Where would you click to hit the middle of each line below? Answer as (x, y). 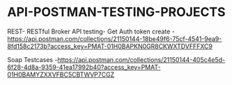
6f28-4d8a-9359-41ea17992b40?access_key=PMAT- (84, 67)
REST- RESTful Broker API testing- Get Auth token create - (91, 31)
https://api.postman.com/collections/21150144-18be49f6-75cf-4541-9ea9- (115, 38)
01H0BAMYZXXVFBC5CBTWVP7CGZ (61, 75)
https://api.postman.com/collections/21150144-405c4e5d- (141, 59)
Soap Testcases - (32, 59)
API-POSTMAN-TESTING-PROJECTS (116, 12)
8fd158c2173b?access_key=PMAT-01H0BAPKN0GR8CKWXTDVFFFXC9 (110, 46)
